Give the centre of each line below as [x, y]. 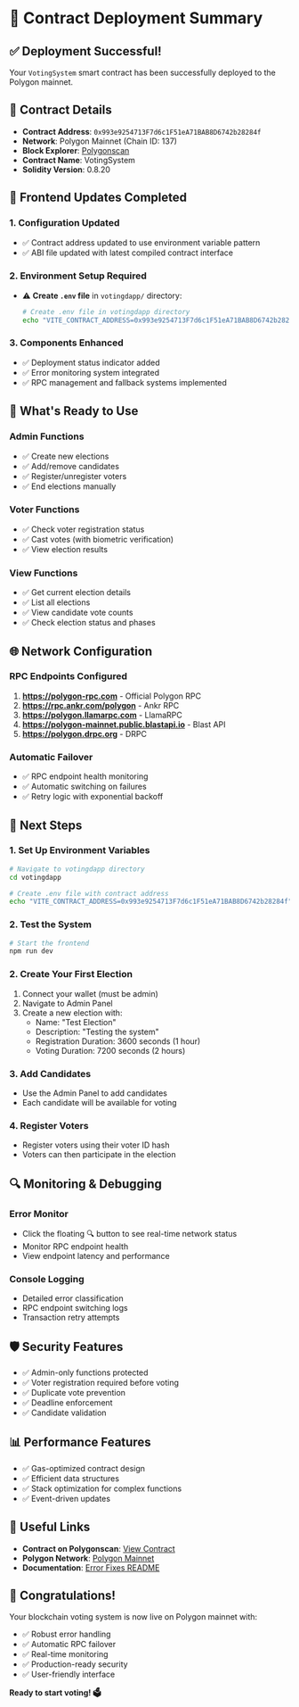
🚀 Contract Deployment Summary [136, 18]
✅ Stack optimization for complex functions [102, 1488]
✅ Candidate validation [64, 1413]
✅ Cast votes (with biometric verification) [98, 539]
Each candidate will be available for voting [99, 1102]
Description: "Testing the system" [97, 1032]
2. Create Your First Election [71, 974]
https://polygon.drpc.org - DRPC [84, 733]
